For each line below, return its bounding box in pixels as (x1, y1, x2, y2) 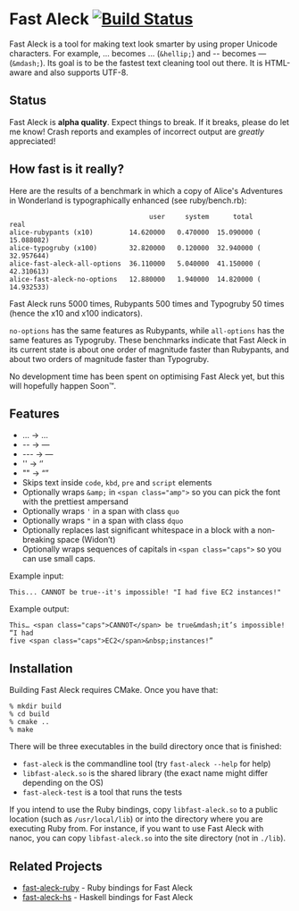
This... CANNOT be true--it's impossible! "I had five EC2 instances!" (9, 588, 281, 597)
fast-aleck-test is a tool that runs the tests (21, 787, 183, 797)
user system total (148, 212, 253, 221)
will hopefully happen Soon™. (9, 380, 117, 391)
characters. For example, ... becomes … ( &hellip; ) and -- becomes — (9, 47, 267, 58)
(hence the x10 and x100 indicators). (9, 308, 143, 318)
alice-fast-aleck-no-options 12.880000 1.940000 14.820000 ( (9, 274, 262, 283)
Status (9, 93, 47, 108)
